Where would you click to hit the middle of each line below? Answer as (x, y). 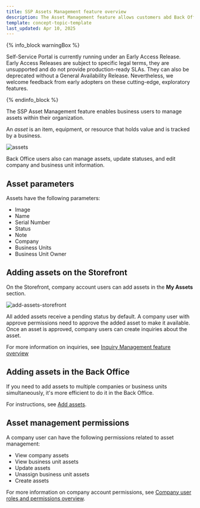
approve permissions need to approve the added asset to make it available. (98, 323)
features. (17, 88)
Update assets (32, 468)
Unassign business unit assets (52, 474)
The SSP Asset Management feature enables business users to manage (94, 111)
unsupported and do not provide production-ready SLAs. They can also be (98, 70)
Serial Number (32, 222)
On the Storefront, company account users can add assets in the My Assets (100, 287)
